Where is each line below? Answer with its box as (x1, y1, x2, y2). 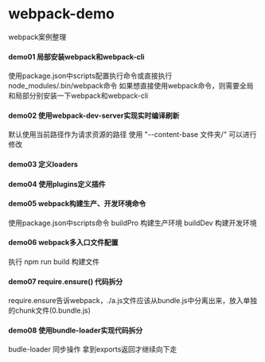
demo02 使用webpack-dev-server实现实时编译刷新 (8, 111, 180, 120)
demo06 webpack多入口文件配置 (8, 238, 119, 247)
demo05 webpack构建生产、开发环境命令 (8, 199, 146, 208)
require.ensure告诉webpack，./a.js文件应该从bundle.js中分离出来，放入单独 (8, 296, 257, 306)
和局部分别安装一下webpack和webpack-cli (8, 91, 149, 100)
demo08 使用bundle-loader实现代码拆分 (8, 325, 143, 335)
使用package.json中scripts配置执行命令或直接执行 (8, 71, 173, 80)
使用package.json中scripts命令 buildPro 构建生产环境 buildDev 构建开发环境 (8, 218, 257, 228)
